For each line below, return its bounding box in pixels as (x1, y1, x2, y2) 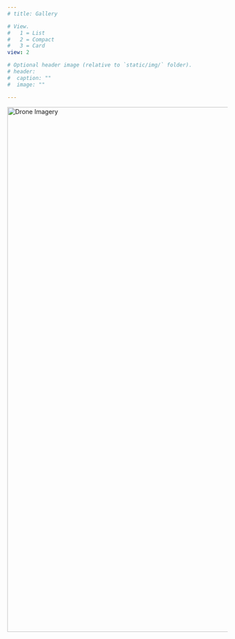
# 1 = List (7, 29, 45, 36)
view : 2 (7, 49, 30, 56)
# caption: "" (7, 74, 52, 81)
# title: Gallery (7, 10, 58, 17)
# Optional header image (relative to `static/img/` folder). (7, 62, 192, 69)
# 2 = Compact (7, 36, 55, 43)
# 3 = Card (7, 43, 45, 50)
